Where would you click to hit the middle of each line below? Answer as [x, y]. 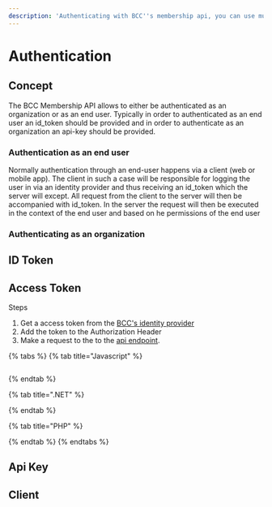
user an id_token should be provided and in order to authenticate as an [126, 122]
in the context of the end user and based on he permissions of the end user [134, 213]
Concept [31, 86]
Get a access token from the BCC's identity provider [107, 323]
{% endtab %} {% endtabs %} [59, 442]
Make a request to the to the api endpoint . [90, 341]
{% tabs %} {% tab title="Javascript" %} [76, 356]
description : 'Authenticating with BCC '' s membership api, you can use [132, 16]
